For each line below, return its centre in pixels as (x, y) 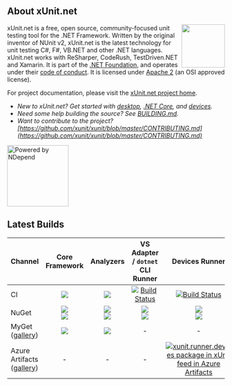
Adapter (145, 253)
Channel (25, 261)
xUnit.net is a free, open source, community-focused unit (89, 28)
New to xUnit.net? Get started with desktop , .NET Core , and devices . (115, 106)
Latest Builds (36, 225)
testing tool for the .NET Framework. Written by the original (91, 35)
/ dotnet (145, 261)
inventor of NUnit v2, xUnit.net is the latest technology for (89, 42)
